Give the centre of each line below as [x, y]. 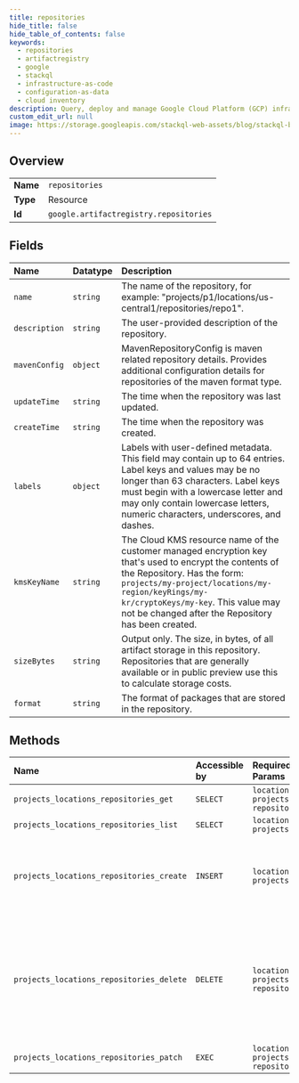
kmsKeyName [36, 582]
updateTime [36, 401]
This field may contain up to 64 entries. [203, 458]
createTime [36, 427]
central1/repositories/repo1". [183, 308]
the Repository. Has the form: [183, 573]
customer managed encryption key [194, 550]
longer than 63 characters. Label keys [201, 480]
